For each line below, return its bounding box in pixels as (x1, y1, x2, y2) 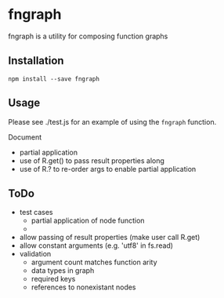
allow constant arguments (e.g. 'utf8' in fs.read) (19, 241, 174, 250)
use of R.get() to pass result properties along (19, 155, 164, 165)
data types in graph (31, 266, 95, 275)
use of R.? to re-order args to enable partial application (19, 164, 197, 173)
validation (19, 249, 52, 259)
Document (8, 132, 42, 142)
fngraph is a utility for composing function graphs (8, 31, 168, 41)
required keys (31, 274, 76, 284)
